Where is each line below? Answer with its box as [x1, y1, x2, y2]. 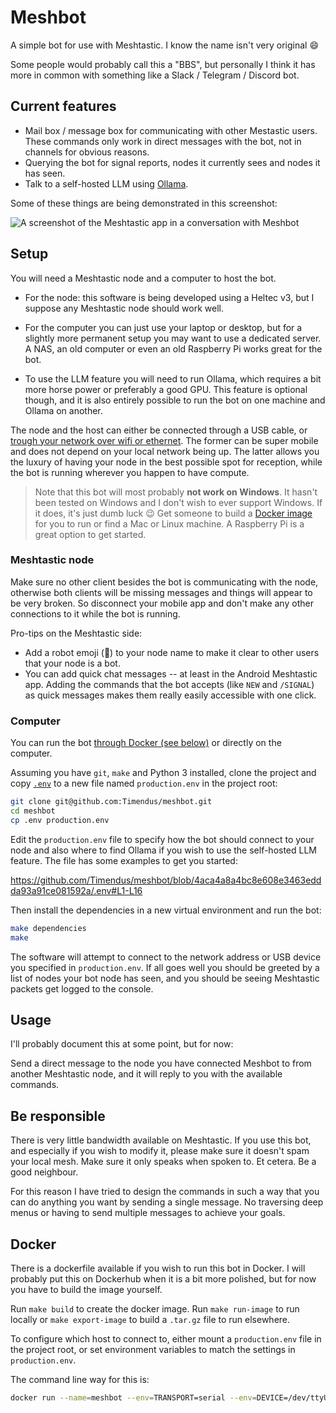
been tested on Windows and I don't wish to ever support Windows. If [34, 496, 323, 508]
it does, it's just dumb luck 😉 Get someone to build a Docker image [34, 507, 313, 519]
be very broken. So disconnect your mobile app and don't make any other [10, 597, 314, 609]
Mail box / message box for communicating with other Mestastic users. [24, 124, 318, 136]
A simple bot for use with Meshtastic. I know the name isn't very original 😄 [10, 39, 319, 51]
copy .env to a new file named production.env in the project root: [10, 777, 278, 790]
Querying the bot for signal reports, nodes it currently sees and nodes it [24, 156, 321, 168]
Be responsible [10, 1107, 106, 1125]
